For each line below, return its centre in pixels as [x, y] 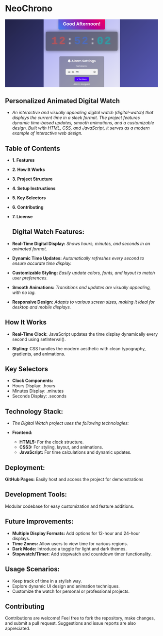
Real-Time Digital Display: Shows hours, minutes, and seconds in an [81, 243]
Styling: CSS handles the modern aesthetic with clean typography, [79, 348]
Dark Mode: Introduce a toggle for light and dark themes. [69, 549]
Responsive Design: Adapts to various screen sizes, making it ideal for [83, 302]
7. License [22, 217]
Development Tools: [36, 494]
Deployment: [25, 468]
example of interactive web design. [47, 133]
